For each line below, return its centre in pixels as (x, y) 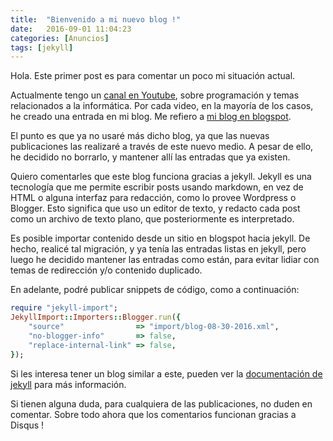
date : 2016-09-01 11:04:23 (71, 29)
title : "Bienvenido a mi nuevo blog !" (96, 19)
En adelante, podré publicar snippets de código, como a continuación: (155, 290)
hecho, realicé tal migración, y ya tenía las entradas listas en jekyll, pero (158, 249)
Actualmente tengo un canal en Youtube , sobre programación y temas (155, 95)
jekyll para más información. (68, 384)
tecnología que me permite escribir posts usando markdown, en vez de (157, 187)
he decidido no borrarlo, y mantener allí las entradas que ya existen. (150, 157)
